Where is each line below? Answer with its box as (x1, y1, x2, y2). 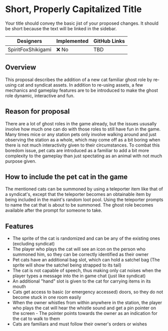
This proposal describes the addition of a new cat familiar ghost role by (5, 77, 152, 83)
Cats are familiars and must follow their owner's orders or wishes (12, 321, 147, 327)
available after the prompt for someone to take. (5, 208, 102, 214)
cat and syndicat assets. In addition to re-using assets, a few (17, 82, 143, 88)
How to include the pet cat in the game (5, 172, 128, 181)
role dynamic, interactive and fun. (5, 92, 75, 99)
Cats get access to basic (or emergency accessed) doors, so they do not (12, 289, 163, 295)
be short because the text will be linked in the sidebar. (5, 25, 117, 31)
